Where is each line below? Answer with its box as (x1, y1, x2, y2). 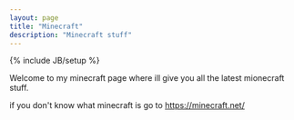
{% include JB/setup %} (9, 55, 100, 66)
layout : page (9, 13, 59, 23)
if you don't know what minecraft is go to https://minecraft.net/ (9, 100, 246, 111)
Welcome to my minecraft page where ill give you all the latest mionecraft (9, 73, 285, 84)
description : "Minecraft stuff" (9, 30, 132, 39)
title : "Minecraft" (9, 22, 84, 31)
